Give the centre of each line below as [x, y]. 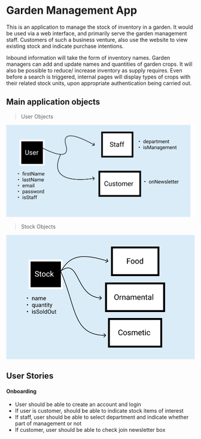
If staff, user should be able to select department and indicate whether [102, 417]
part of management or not [48, 423]
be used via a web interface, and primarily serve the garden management [97, 33]
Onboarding [22, 391]
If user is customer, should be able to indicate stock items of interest [99, 411]
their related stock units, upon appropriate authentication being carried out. [99, 83]
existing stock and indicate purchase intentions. [65, 46]
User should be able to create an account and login [78, 404]
